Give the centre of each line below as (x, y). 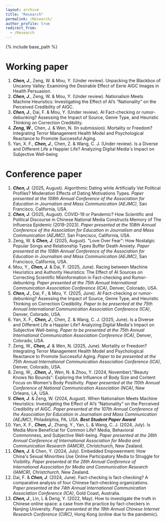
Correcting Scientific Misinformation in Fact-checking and (72, 277)
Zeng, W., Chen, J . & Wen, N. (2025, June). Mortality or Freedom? (80, 346)
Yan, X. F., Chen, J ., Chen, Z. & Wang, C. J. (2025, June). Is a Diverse (83, 319)
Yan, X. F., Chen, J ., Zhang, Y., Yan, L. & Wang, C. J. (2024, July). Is (82, 424)
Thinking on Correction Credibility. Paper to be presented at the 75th (83, 304)
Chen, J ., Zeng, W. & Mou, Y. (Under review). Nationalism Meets (78, 96)
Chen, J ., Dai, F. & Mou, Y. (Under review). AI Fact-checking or (77, 112)
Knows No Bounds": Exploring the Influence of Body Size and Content (84, 377)
